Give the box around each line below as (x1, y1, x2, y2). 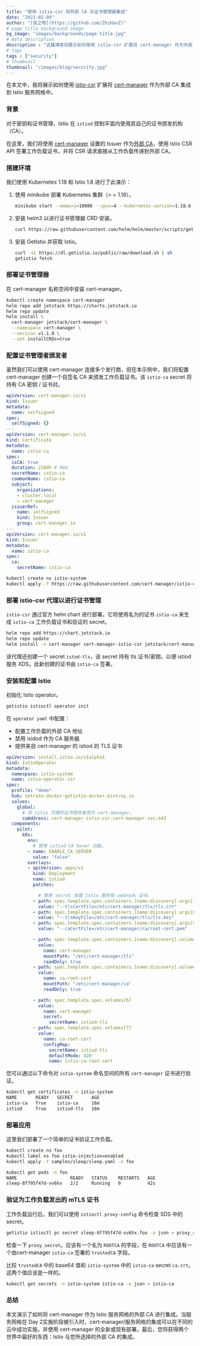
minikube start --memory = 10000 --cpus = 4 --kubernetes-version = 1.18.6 (14, 203, 192, 209)
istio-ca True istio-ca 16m (6, 1100, 100, 1106)
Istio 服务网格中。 (12, 89, 57, 96)
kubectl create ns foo (6, 1147, 62, 1154)
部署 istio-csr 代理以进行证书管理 (6, 596, 101, 604)
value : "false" (32, 854, 70, 860)
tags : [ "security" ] (6, 53, 58, 59)
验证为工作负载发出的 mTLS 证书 (6, 1196, 99, 1204)
